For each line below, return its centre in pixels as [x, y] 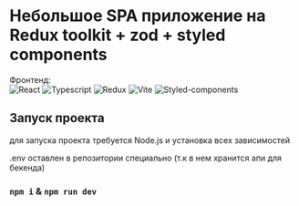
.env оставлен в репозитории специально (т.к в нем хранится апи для [146, 158]
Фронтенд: [31, 79]
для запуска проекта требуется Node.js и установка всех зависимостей [149, 140]
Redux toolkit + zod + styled [118, 35]
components [58, 55]
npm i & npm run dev [53, 191]
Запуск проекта [57, 118]
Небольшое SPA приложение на [138, 16]
